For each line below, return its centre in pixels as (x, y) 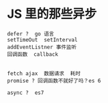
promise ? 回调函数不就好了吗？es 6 (54, 80)
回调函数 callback (33, 54)
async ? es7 (26, 93)
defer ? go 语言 (31, 34)
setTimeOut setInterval (42, 40)
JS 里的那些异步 (52, 14)
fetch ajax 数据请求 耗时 (44, 73)
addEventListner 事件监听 (42, 47)
